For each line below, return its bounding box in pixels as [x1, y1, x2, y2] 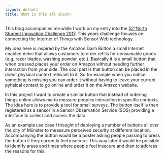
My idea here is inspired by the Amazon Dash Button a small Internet [5, 45, 144, 51]
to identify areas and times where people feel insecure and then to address [5, 143, 158, 149]
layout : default [5, 7, 38, 12]
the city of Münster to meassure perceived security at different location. [5, 127, 151, 133]
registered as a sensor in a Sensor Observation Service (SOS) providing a [5, 107, 154, 113]
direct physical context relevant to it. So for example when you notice [5, 71, 146, 77]
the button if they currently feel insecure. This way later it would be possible [5, 137, 160, 143]
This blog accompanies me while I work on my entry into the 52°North [5, 25, 148, 31]
